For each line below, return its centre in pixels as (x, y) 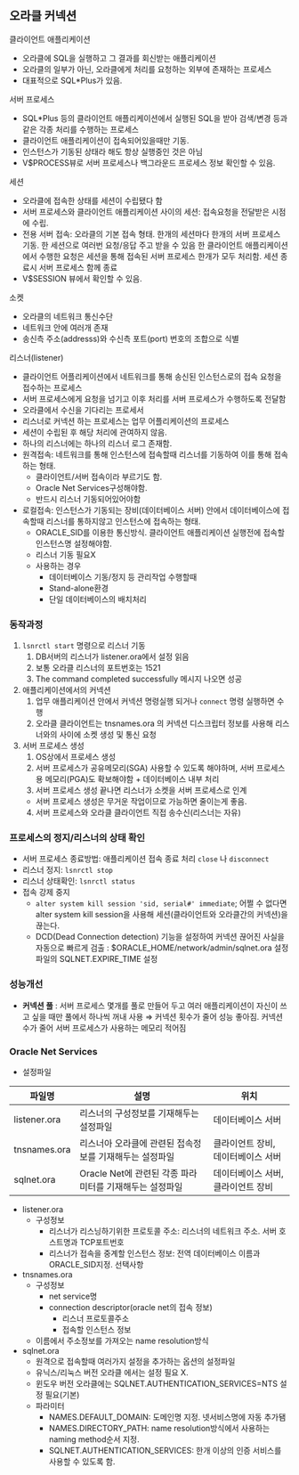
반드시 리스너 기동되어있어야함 (88, 499)
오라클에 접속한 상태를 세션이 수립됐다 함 (92, 200)
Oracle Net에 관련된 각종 (129, 1173)
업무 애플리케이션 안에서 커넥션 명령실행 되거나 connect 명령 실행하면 (155, 701)
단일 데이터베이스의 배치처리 (97, 599)
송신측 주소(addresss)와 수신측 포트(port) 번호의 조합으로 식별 (130, 338)
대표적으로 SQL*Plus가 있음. (72, 80)
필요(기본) (62, 1395)
